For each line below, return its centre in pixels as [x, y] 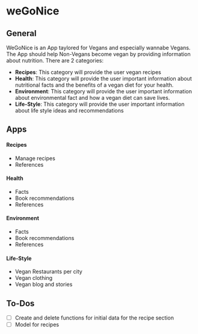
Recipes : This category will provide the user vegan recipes [88, 72]
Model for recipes [37, 325]
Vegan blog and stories [44, 285]
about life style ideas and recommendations [69, 110]
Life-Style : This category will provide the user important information [100, 104]
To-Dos [20, 303]
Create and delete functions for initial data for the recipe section [94, 318]
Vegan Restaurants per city [48, 271]
